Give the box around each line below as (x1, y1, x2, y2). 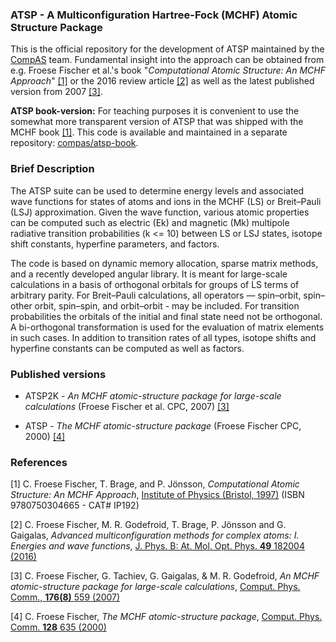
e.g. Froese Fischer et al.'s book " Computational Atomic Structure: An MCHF (10, 64, 326, 77)
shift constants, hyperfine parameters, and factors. (10, 238, 220, 250)
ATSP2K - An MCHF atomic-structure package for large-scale (24, 389, 282, 402)
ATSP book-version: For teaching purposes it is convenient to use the (10, 105, 300, 117)
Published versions (10, 367, 107, 381)
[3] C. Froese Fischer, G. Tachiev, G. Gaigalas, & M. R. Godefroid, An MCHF (10, 570, 320, 582)
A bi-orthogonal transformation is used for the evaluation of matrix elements (10, 321, 325, 333)
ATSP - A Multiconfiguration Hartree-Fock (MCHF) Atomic (10, 8, 298, 22)
